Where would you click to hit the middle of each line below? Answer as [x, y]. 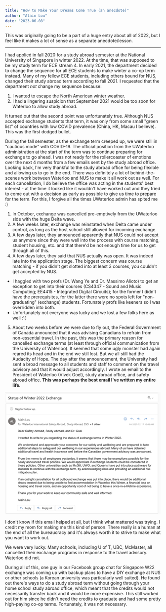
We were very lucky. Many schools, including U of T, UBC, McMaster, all [79, 547]
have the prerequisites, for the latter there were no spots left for [77, 297]
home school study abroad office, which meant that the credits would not [80, 588]
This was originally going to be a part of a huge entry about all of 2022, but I [83, 36]
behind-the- [143, 173]
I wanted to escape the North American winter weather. [69, 96]
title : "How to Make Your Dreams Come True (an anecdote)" [67, 10]
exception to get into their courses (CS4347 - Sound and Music [77, 286]
